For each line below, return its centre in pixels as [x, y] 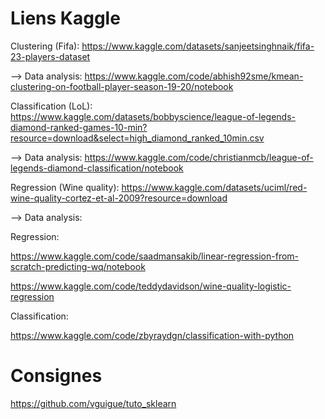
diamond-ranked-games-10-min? [79, 127]
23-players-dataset [50, 56]
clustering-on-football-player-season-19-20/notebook [122, 86]
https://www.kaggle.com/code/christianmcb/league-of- [199, 157]
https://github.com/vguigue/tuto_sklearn [93, 403]
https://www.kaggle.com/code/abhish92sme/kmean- [194, 76]
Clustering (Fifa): [45, 46]
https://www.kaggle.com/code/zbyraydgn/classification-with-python [152, 335]
